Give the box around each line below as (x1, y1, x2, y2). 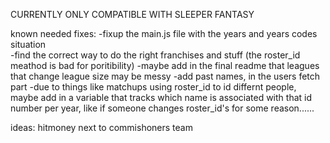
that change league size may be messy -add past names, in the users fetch (10, 70, 321, 82)
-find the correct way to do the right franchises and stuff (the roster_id (10, 49, 301, 61)
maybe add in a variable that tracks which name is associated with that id (10, 92, 313, 103)
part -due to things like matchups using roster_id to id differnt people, (10, 81, 297, 93)
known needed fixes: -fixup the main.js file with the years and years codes (10, 28, 318, 39)
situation (10, 39, 47, 50)
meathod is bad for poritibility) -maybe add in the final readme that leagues (10, 60, 320, 71)
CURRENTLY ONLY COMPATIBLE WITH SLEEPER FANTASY (10, 9, 255, 20)
